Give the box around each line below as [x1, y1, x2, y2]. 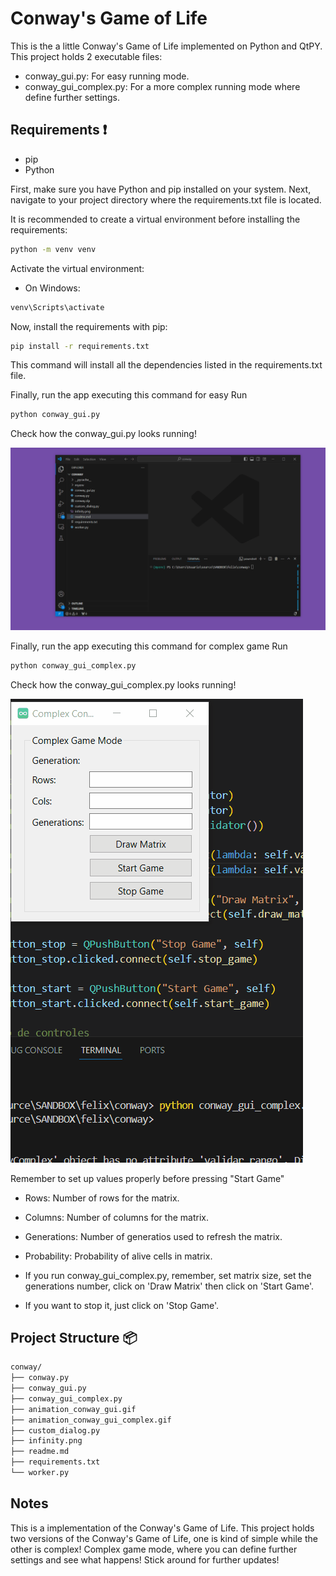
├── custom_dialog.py [10, 1425, 101, 1436]
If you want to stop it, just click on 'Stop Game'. [24, 1299, 220, 1311]
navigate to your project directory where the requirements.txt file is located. [10, 193, 322, 206]
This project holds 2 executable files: [10, 50, 163, 62]
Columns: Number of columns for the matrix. [24, 1211, 209, 1223]
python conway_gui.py [10, 410, 101, 420]
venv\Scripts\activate [10, 302, 105, 312]
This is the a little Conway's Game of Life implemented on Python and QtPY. [10, 40, 323, 52]
